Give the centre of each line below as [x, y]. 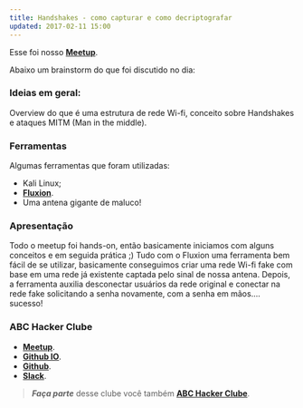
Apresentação [42, 226]
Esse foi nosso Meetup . [54, 52]
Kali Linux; [42, 183]
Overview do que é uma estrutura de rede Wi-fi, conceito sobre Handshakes [152, 112]
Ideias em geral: [45, 93]
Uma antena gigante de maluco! [82, 203]
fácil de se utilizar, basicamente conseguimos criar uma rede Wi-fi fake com [151, 265]
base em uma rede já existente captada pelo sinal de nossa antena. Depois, [150, 275]
